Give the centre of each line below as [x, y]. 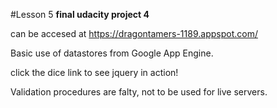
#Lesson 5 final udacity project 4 [80, 14]
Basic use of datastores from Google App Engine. [112, 53]
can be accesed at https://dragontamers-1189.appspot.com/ [134, 33]
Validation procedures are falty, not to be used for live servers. [139, 92]
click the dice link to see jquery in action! [94, 72]
